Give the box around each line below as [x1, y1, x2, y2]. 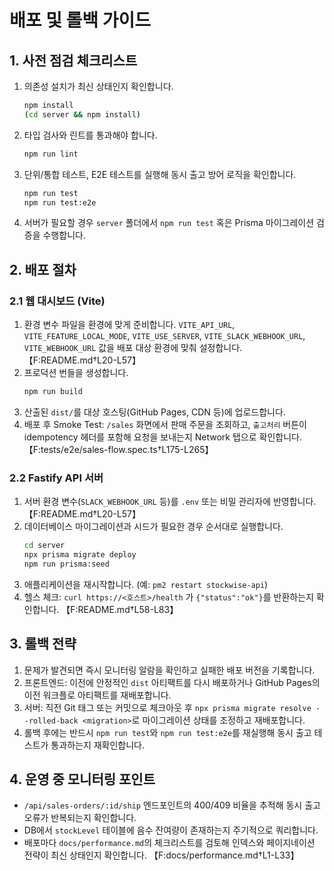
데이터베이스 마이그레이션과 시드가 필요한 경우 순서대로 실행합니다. [23, 521, 284, 533]
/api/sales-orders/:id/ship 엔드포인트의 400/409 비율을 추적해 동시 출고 [23, 799, 321, 811]
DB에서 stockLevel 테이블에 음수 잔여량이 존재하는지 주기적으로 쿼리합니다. [23, 824, 319, 836]
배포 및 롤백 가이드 [9, 9, 151, 32]
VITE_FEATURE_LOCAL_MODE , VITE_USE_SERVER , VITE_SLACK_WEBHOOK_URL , [23, 330, 306, 342]
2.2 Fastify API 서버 [9, 471, 104, 485]
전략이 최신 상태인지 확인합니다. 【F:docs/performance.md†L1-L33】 [23, 849, 300, 861]
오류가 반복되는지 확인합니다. [23, 812, 137, 824]
